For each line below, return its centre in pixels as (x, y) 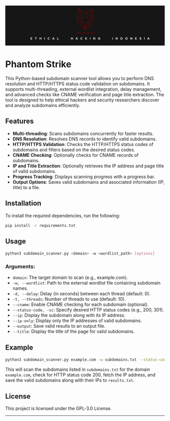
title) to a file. (26, 187)
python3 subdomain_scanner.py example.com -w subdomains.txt (71, 360)
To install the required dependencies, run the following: (63, 216)
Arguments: (20, 267)
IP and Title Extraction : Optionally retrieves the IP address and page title (88, 166)
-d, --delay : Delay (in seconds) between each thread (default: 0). (81, 294)
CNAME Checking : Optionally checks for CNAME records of (76, 155)
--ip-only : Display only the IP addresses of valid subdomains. (77, 321)
